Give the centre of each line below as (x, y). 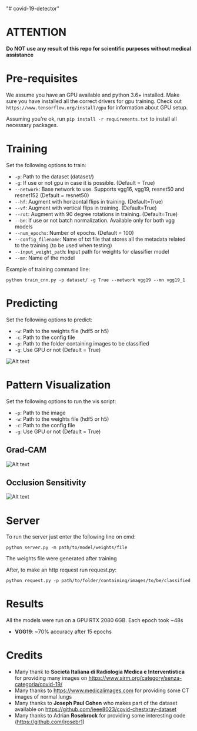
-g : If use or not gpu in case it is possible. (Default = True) (85, 182)
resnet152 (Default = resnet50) (52, 195)
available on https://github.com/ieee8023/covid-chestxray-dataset (96, 709)
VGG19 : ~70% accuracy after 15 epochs (63, 632)
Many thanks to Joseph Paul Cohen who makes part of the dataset (96, 703)
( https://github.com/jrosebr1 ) (49, 722)
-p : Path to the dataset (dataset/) (54, 177)
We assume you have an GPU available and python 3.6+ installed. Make (93, 95)
